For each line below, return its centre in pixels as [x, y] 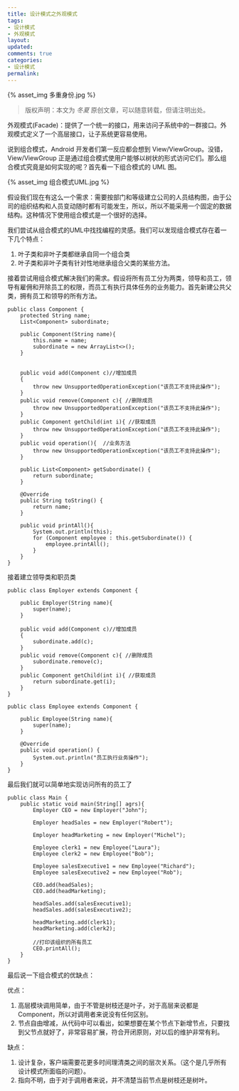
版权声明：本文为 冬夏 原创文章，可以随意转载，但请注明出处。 [117, 110]
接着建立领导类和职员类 [42, 576]
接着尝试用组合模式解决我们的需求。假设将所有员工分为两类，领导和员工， [116, 278]
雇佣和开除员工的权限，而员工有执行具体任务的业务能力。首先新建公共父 [126, 287]
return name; [52, 507]
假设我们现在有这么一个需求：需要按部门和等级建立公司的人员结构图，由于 [116, 197]
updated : [20, 47]
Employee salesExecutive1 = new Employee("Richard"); [114, 866]
